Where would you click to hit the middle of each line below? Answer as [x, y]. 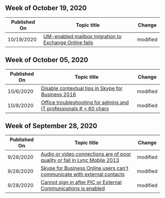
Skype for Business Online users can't [85, 168]
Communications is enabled [73, 189]
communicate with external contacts [83, 174]
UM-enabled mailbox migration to [82, 36]
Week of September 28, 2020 [51, 126]
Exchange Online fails [68, 42]
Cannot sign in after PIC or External [81, 182]
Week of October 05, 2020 [47, 60]
